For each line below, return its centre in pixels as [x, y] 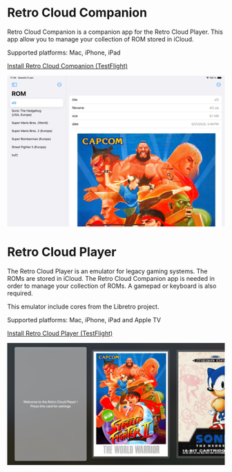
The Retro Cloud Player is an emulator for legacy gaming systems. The [108, 271]
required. [20, 293]
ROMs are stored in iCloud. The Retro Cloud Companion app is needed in [111, 278]
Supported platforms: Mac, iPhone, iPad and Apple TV [84, 319]
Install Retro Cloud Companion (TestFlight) [67, 66]
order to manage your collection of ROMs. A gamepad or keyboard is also [112, 286]
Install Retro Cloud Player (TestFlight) [60, 333]
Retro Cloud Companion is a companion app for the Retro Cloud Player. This [115, 32]
